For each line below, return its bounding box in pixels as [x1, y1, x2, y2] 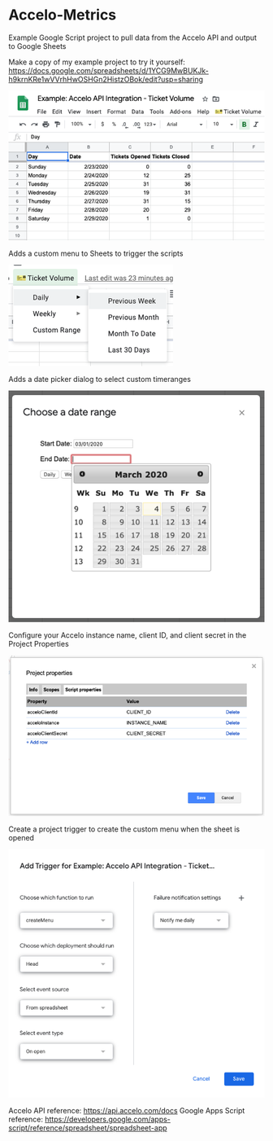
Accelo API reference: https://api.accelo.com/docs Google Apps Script [8, 1106, 245, 1116]
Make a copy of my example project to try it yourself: [8, 57, 185, 67]
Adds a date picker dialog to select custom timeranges [8, 374, 191, 384]
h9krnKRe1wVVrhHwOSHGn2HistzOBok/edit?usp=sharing [8, 74, 203, 84]
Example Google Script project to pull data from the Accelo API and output [8, 33, 258, 42]
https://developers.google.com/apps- [44, 1114, 171, 1125]
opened [8, 833, 35, 843]
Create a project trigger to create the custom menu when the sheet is [8, 824, 240, 834]
